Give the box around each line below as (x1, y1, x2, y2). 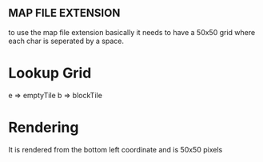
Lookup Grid (8, 64, 92, 82)
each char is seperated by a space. (8, 36, 125, 45)
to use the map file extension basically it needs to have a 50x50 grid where (8, 27, 256, 37)
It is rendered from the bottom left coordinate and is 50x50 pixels (8, 144, 223, 154)
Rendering (8, 118, 79, 136)
